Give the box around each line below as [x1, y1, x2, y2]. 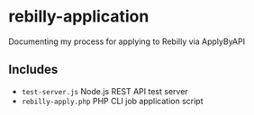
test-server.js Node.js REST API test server [21, 85, 188, 96]
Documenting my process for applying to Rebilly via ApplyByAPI [8, 36, 245, 47]
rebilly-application [8, 6, 150, 27]
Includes [8, 62, 59, 77]
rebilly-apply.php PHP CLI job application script [21, 95, 204, 106]
